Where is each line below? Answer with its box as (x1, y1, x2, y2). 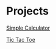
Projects (6, 4, 49, 18)
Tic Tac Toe (6, 36, 36, 43)
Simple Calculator (6, 24, 50, 31)
